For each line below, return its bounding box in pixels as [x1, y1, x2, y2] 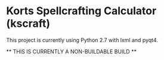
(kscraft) [6, 17, 51, 30]
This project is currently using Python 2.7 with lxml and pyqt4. [6, 36, 158, 43]
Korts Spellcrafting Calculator [6, 4, 157, 18]
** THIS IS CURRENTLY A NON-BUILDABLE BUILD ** [6, 48, 137, 55]
